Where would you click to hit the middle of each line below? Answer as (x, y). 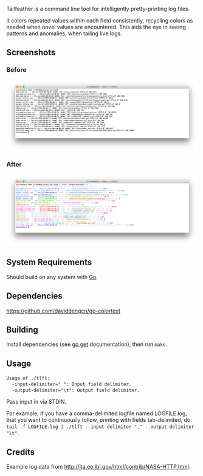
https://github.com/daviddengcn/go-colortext (63, 311)
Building (22, 330)
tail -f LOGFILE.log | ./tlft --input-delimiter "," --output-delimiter (100, 427)
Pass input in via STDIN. (36, 402)
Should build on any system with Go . (52, 277)
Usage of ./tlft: (28, 378)
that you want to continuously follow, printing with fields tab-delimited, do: (99, 420)
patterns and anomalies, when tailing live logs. (64, 33)
